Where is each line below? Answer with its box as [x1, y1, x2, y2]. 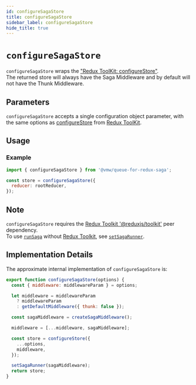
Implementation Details [6, 250, 93, 260]
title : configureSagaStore [6, 14, 72, 20]
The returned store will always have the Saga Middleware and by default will [6, 74, 191, 81]
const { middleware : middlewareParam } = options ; [11, 282, 138, 288]
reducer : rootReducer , [11, 183, 67, 189]
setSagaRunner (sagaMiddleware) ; [11, 363, 91, 369]
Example [6, 153, 32, 162]
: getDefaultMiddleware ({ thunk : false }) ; [16, 304, 125, 310]
